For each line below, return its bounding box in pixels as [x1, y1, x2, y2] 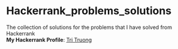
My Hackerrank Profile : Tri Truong [6, 36, 92, 43]
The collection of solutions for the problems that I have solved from [6, 24, 173, 31]
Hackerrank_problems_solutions [6, 4, 172, 18]
